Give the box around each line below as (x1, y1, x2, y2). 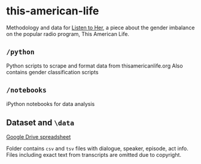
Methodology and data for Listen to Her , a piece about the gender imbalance (6, 24, 195, 31)
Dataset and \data (6, 117, 75, 127)
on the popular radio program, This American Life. (6, 30, 130, 37)
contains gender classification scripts (6, 68, 99, 75)
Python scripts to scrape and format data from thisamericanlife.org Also (6, 62, 184, 69)
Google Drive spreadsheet (6, 133, 71, 141)
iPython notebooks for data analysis (6, 100, 95, 107)
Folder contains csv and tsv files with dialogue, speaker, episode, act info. (6, 145, 188, 152)
